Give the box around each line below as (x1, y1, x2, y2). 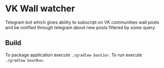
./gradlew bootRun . (5, 57, 45, 63)
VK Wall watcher (5, 3, 75, 14)
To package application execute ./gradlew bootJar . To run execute (5, 52, 142, 58)
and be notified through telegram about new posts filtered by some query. (5, 24, 156, 30)
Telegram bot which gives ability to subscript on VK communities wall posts (5, 19, 160, 25)
